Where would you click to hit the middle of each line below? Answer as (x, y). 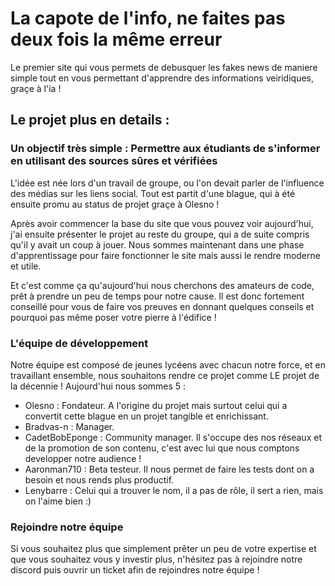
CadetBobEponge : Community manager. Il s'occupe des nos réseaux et (173, 437)
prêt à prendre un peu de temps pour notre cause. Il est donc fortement (157, 296)
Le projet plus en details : (90, 120)
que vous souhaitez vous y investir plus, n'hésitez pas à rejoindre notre (156, 559)
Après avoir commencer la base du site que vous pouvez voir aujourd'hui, (162, 223)
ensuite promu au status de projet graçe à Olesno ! (115, 204)
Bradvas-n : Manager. (69, 426)
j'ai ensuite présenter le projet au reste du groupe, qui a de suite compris (160, 234)
